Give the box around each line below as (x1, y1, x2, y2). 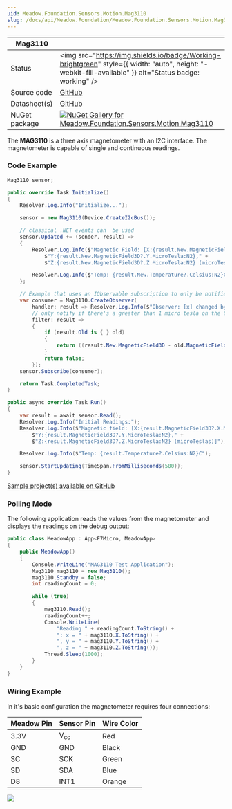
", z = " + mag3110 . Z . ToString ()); (56, 644, 159, 651)
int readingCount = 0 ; (32, 581, 97, 588)
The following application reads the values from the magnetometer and (7, 515, 209, 523)
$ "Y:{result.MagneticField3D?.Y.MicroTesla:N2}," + (32, 431, 184, 438)
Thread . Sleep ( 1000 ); (43, 651, 104, 658)
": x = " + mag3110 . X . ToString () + (56, 631, 159, 639)
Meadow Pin (10, 719, 53, 729)
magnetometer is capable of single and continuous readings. (7, 143, 180, 152)
